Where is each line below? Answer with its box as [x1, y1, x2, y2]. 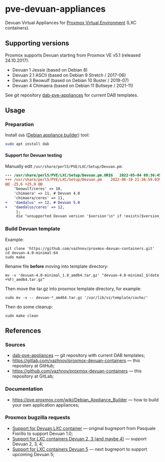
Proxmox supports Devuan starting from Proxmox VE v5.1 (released [5, 52, 141, 58]
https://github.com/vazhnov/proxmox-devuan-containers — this [12, 368, 142, 374]
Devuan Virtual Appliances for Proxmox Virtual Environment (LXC [5, 20, 137, 26]
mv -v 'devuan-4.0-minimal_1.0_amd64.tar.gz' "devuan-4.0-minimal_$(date [5, 272, 160, 278]
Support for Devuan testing [5, 152, 62, 158]
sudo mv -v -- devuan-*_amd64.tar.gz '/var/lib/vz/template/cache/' [5, 295, 148, 300]
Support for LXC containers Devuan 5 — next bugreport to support [12, 446, 147, 452]
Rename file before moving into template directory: [5, 263, 109, 269]
